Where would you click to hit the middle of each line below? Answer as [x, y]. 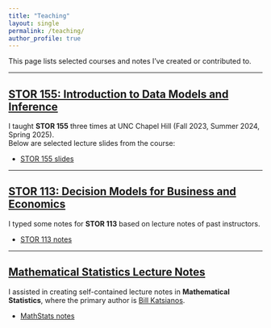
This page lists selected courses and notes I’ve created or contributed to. [130, 61]
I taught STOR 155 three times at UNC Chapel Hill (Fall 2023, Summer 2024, [134, 127]
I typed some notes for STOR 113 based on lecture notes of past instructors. [134, 223]
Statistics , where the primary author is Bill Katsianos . [97, 300]
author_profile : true [45, 38]
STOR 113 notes [46, 239]
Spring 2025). [31, 135]
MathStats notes [47, 316]
